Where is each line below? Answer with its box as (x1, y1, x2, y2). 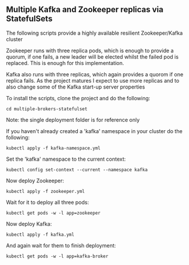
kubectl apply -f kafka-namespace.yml (6, 145, 101, 151)
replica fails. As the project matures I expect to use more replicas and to (6, 77, 180, 84)
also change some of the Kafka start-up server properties (6, 83, 145, 90)
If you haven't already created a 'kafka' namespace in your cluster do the (6, 127, 183, 134)
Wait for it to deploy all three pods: (6, 199, 90, 206)
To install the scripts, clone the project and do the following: (6, 94, 150, 101)
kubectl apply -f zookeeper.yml (6, 188, 85, 194)
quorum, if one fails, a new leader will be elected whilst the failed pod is (6, 53, 179, 60)
